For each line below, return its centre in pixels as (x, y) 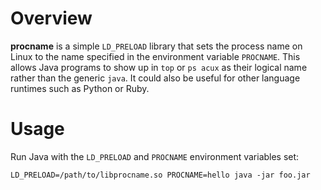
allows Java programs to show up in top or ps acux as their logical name (159, 67)
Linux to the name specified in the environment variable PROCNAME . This (155, 56)
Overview (51, 18)
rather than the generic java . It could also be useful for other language (155, 78)
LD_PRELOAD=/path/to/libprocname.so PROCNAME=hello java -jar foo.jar (160, 175)
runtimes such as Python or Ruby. (80, 88)
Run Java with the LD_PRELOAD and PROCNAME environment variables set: (155, 156)
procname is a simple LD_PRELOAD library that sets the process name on (156, 46)
